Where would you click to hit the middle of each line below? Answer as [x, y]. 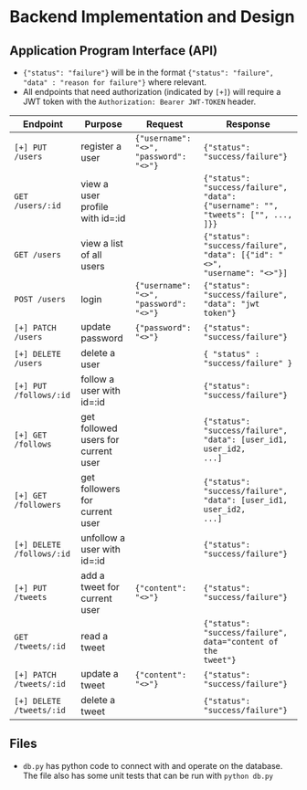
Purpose [103, 124]
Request [164, 124]
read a [95, 636]
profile [95, 207]
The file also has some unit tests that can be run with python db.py [148, 775]
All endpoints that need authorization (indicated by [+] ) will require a [152, 92]
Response [249, 124]
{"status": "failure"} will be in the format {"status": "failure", [148, 72]
